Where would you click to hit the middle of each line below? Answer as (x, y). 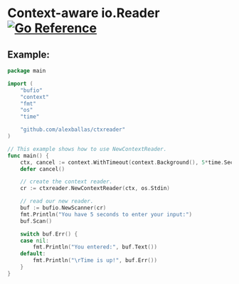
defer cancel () (43, 169)
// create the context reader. (67, 182)
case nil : (35, 241)
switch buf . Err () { (49, 234)
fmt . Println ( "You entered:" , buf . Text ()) (95, 247)
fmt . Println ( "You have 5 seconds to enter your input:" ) (106, 214)
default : (33, 254)
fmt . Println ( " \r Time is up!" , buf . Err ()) (95, 261)
